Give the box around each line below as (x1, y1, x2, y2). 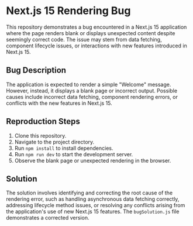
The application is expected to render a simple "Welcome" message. (6, 81, 171, 88)
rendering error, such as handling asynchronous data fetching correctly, (6, 196, 180, 203)
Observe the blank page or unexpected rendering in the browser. (14, 157, 171, 164)
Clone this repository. (14, 132, 67, 139)
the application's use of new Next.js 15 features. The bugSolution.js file (6, 208, 180, 215)
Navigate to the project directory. (14, 138, 95, 145)
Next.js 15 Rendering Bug (6, 4, 131, 18)
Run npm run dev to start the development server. (14, 150, 133, 157)
